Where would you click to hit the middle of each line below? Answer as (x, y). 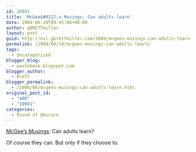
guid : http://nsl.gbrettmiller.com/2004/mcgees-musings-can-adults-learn (98, 39)
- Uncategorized (31, 55)
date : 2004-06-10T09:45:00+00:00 (47, 22)
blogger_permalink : (30, 82)
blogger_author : (26, 71)
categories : (21, 109)
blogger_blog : (23, 60)
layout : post (22, 33)
